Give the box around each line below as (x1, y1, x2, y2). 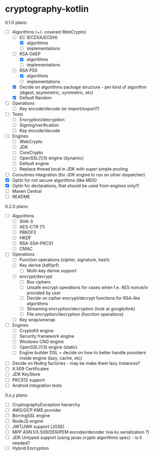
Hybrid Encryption (12, 445, 49, 451)
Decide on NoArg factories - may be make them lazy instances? (12, 361, 140, 366)
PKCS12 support (12, 377, 45, 383)
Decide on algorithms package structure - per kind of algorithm (19, 84, 147, 90)
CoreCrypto (19, 150, 43, 155)
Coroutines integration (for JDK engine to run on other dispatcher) (12, 171, 145, 177)
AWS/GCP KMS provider (12, 407, 61, 413)
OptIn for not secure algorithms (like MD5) (12, 177, 97, 183)
